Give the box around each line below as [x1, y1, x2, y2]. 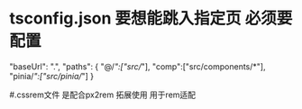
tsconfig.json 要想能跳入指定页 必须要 [9, 8, 293, 29]
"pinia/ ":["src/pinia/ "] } [9, 70, 95, 81]
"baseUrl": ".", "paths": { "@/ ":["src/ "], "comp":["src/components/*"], [9, 60, 266, 72]
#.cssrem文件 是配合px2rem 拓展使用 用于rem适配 [9, 89, 197, 100]
